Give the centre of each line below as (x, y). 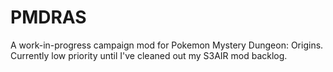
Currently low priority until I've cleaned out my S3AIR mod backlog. (149, 55)
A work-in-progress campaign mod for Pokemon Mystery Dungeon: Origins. (167, 45)
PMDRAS (48, 17)
